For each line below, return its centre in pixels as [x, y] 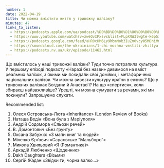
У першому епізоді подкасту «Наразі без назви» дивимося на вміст [76, 69]
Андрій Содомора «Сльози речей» [49, 124]
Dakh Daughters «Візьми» [39, 155]
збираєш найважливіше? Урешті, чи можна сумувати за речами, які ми [80, 90]
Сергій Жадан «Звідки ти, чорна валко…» [56, 160]
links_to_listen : [23, 28]
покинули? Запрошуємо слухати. [40, 95]
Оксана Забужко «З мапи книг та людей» [56, 134]
